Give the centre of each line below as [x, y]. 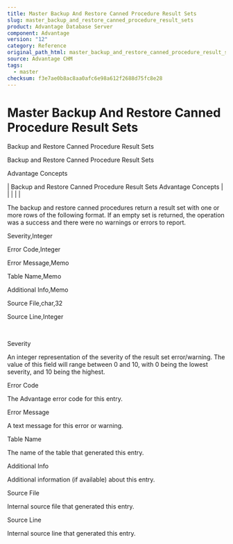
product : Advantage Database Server [60, 26]
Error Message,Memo [38, 263]
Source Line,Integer [35, 317]
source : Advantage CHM [40, 59]
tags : [15, 65]
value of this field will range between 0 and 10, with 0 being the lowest [107, 365]
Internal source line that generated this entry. [71, 534]
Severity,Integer [30, 236]
